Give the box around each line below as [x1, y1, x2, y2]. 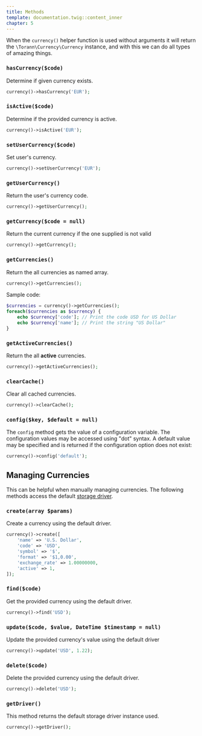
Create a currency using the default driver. [6, 520, 112, 527]
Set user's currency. [6, 154, 57, 161]
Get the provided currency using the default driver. [6, 597, 133, 605]
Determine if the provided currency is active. [6, 115, 118, 122]
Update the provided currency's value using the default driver [6, 635, 160, 643]
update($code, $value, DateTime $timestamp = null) [6, 623, 162, 631]
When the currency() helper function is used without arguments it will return [6, 37, 196, 44]
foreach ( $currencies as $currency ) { [6, 308, 101, 315]
